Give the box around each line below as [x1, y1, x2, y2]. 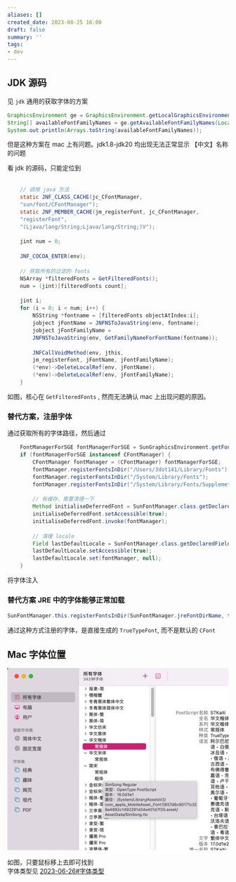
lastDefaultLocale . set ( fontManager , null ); [32, 555, 162, 562]
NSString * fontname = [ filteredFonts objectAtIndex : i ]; [32, 312, 199, 320]
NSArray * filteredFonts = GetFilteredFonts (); [20, 275, 159, 282]
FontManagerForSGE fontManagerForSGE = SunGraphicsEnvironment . [20, 444, 212, 451]
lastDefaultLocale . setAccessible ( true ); [32, 548, 152, 555]
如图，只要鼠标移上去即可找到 [7, 857, 93, 867]
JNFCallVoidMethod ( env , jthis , [32, 349, 124, 356]
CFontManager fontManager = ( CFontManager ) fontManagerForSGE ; [32, 459, 221, 466]
